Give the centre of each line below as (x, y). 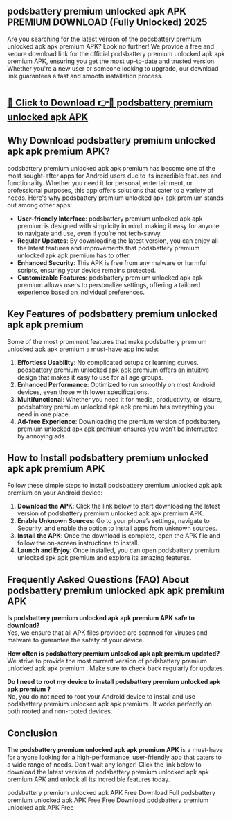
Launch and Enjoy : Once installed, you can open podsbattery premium (118, 550)
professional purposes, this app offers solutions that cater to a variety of (110, 190)
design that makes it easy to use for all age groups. (90, 377)
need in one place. (44, 414)
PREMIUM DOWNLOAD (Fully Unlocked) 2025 (107, 23)
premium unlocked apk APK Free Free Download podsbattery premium (108, 800)
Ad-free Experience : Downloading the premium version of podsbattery (119, 421)
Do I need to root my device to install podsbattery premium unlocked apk (114, 682)
